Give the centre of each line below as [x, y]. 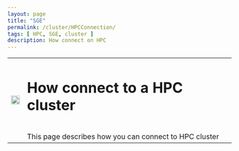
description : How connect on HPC [57, 41]
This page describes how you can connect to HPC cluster [123, 137]
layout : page [27, 14]
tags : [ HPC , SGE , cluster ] [51, 34]
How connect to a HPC [105, 88]
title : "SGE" [27, 21]
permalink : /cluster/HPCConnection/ [62, 27]
